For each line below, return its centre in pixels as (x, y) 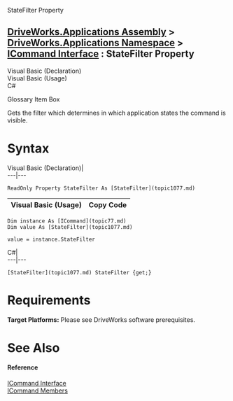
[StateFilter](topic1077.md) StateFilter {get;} (79, 272)
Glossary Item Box (34, 99)
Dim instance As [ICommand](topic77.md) (67, 221)
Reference (23, 367)
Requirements (49, 300)
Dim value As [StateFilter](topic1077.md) (70, 227)
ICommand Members (38, 391)
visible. (17, 120)
